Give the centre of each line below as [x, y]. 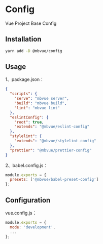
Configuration [28, 200]
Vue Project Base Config [31, 23]
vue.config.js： [21, 213]
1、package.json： [25, 79]
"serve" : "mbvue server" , [42, 99]
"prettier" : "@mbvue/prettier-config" [51, 150]
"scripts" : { [24, 94]
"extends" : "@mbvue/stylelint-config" [55, 141]
